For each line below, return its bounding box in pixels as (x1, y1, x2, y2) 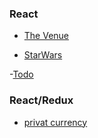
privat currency (23, 116, 88, 128)
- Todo (9, 68, 34, 81)
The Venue (23, 30, 70, 42)
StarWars (23, 49, 63, 61)
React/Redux (9, 93, 74, 107)
